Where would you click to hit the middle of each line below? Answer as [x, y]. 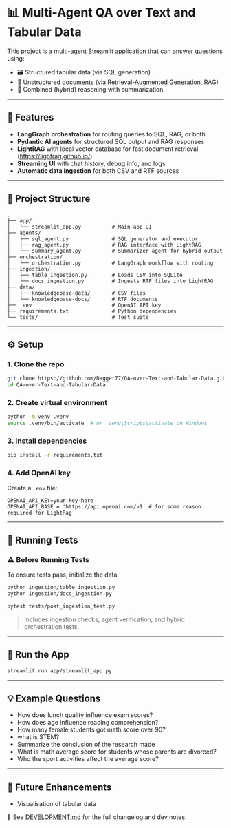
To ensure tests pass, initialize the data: [63, 575]
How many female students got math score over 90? [91, 729]
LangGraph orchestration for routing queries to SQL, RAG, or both [111, 134]
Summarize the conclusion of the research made [86, 745]
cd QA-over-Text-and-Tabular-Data [57, 385]
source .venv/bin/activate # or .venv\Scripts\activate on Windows [107, 424]
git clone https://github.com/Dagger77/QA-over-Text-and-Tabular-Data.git [117, 379]
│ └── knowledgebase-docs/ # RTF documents [82, 299]
